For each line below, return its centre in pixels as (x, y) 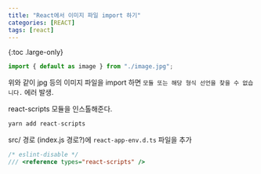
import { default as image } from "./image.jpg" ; (91, 67)
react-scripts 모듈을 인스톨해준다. (60, 109)
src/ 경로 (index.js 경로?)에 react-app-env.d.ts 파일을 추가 (100, 140)
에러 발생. (39, 92)
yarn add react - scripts (47, 124)
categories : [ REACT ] (42, 23)
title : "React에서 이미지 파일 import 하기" (74, 15)
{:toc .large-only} (36, 53)
